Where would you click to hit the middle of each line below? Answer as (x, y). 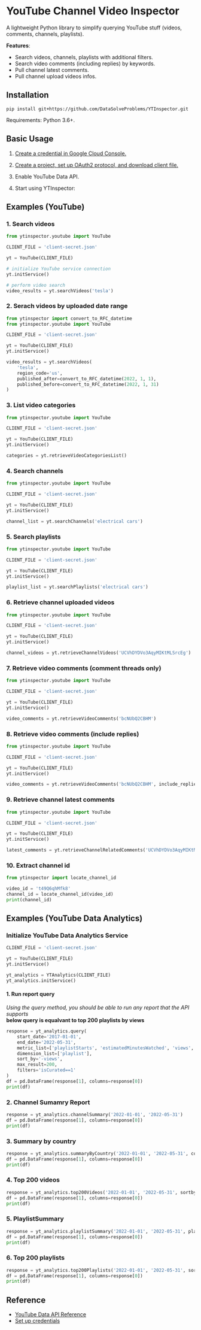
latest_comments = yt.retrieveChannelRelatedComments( (76, 850)
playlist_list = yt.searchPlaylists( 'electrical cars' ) (77, 587)
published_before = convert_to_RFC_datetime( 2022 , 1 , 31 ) (88, 384)
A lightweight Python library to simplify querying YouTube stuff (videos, (94, 28)
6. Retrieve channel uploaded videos (60, 602)
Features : (18, 46)
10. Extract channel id (38, 865)
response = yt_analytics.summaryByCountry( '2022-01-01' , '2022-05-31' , (97, 1153)
